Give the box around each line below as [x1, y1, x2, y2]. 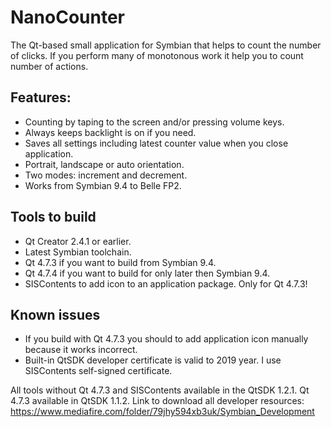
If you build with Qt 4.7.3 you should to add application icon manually [24, 333, 309, 345]
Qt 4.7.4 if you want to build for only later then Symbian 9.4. [24, 267, 271, 279]
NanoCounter [10, 6, 126, 29]
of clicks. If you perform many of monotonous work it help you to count [10, 49, 304, 61]
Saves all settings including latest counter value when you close [24, 137, 289, 149]
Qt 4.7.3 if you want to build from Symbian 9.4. [24, 256, 217, 268]
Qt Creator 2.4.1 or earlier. [24, 235, 132, 247]
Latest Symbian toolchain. [24, 246, 132, 258]
